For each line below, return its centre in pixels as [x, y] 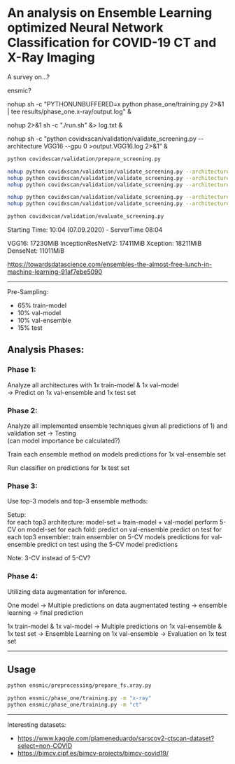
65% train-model [42, 305]
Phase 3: [23, 486]
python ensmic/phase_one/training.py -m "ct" [74, 705]
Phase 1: [22, 370]
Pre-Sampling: [28, 292]
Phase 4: [23, 576]
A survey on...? [29, 77]
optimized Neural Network [85, 28]
